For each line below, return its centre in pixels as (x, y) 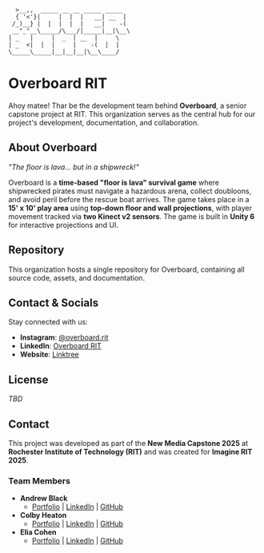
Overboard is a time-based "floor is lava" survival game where (114, 182)
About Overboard (53, 147)
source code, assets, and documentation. (77, 277)
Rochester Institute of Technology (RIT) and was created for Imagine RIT (130, 452)
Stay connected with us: (48, 322)
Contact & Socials (53, 302)
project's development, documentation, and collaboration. (104, 122)
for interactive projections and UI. (63, 225)
